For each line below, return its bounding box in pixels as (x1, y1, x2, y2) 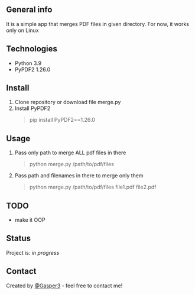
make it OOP (14, 216, 45, 223)
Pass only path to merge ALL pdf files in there (14, 149, 126, 156)
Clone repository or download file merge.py (14, 99, 121, 106)
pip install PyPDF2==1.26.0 (29, 116, 96, 124)
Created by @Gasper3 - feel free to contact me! (6, 282, 123, 289)
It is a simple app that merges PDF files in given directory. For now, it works (6, 20, 189, 27)
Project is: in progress (6, 249, 60, 256)
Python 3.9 (14, 59, 42, 67)
